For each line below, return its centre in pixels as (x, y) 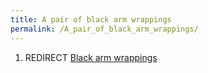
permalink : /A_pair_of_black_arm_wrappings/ (104, 29)
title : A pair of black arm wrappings (91, 19)
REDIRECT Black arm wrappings (91, 57)
